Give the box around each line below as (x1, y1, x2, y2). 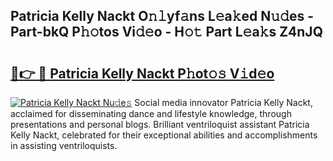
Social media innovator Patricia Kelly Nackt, (134, 97, 313, 108)
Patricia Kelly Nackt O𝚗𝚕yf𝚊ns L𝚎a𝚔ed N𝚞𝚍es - (10, 8, 314, 25)
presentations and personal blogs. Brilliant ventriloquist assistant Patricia (10, 119, 310, 130)
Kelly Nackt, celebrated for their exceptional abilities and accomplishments (10, 129, 318, 141)
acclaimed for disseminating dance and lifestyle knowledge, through (10, 108, 292, 119)
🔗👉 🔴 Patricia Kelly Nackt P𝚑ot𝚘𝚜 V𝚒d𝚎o (10, 65, 275, 82)
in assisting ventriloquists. (10, 140, 118, 151)
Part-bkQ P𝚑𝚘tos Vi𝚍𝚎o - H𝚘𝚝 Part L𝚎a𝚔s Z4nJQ (10, 24, 323, 41)
